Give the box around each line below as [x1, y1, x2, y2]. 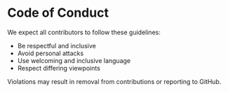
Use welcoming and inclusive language [17, 56, 131, 64]
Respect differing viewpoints [17, 64, 100, 72]
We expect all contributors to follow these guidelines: [7, 28, 161, 36]
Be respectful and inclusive [17, 41, 96, 50]
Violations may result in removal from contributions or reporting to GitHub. [7, 77, 222, 85]
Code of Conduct [7, 5, 109, 21]
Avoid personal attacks [17, 49, 84, 57]
